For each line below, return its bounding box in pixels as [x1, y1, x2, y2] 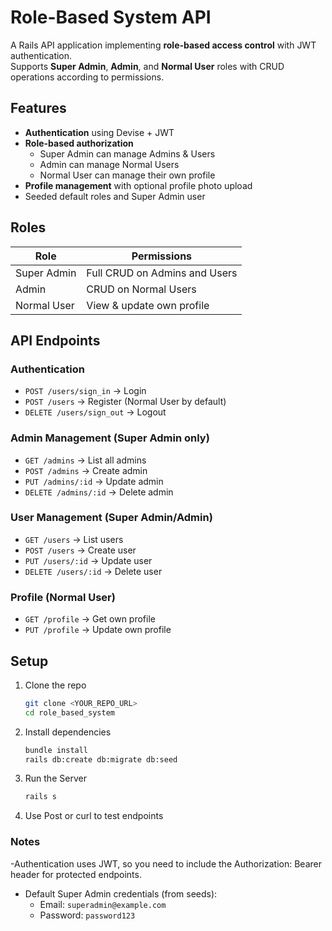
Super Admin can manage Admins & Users [39, 147, 216, 160]
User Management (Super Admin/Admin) [10, 511, 213, 525]
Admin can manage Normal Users [39, 158, 180, 170]
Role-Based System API [10, 6, 212, 29]
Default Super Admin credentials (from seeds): [24, 887, 218, 900]
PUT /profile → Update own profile [24, 624, 172, 636]
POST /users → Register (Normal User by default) [24, 396, 227, 408]
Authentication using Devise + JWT [24, 126, 175, 138]
